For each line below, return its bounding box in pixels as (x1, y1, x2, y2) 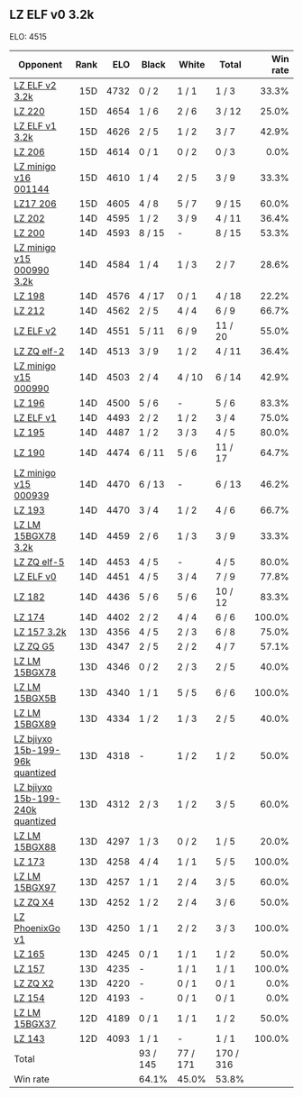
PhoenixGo (14, 921, 61, 934)
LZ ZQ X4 (14, 896, 54, 909)
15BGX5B (14, 691, 57, 704)
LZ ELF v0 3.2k (9, 7, 95, 23)
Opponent (17, 58, 63, 70)
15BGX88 (14, 840, 57, 853)
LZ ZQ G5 (14, 640, 55, 653)
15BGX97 (14, 881, 57, 893)
